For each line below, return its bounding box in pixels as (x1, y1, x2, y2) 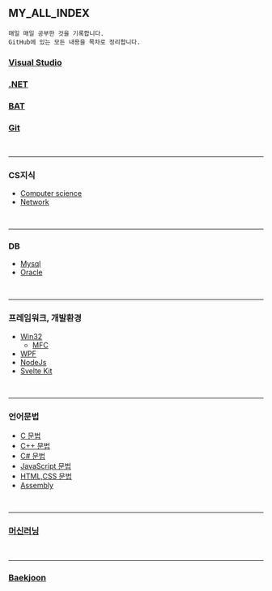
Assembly (19, 481, 54, 491)
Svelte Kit (19, 366, 53, 376)
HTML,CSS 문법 (19, 471, 73, 481)
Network (19, 198, 50, 207)
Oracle (19, 267, 43, 278)
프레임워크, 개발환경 (8, 313, 83, 324)
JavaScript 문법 (19, 461, 71, 471)
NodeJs (19, 357, 47, 367)
